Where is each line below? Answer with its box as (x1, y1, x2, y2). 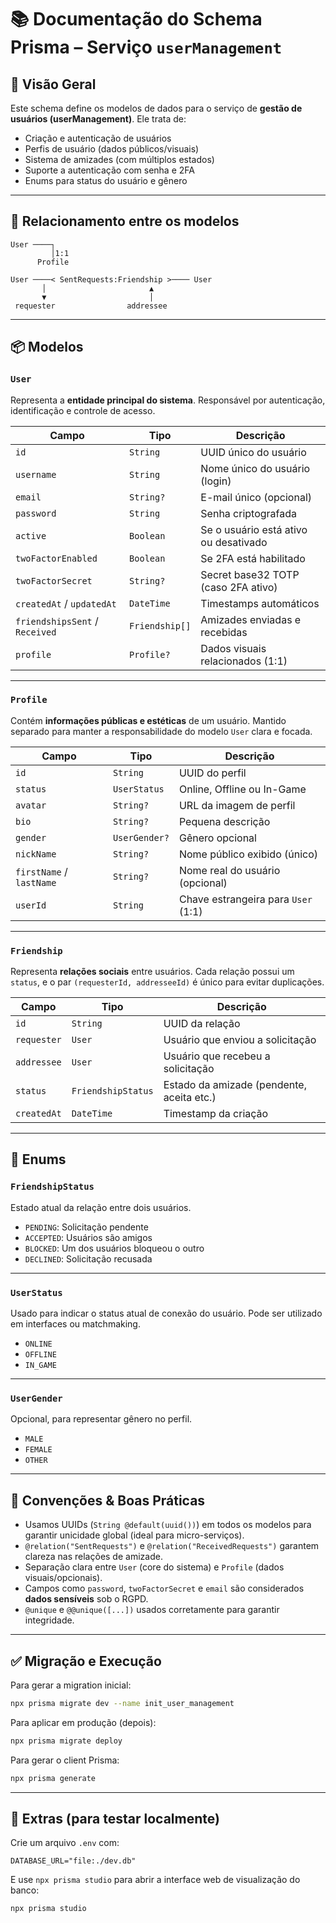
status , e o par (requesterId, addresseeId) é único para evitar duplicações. (10, 976, 325, 988)
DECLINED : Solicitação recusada (24, 1252, 153, 1265)
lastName (15, 877, 57, 888)
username (15, 469, 57, 480)
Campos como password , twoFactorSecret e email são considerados (24, 1582, 305, 1595)
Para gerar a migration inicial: (10, 1679, 132, 1691)
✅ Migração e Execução (10, 1652, 162, 1670)
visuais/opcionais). (24, 1572, 103, 1584)
